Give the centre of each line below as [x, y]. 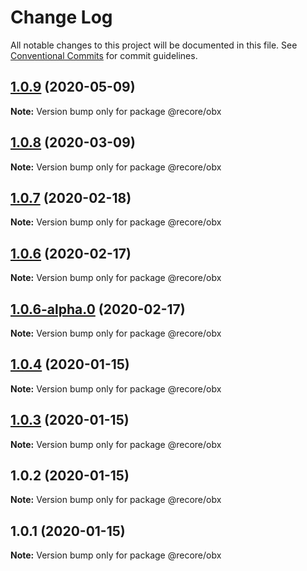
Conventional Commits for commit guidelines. [104, 55]
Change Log [61, 17]
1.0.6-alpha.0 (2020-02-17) [98, 309]
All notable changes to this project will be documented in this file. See [154, 45]
